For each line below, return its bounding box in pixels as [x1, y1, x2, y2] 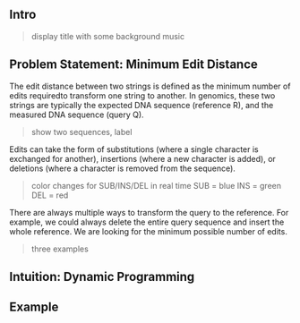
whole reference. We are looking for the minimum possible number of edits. [9, 225, 288, 236]
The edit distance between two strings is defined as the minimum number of [9, 81, 291, 91]
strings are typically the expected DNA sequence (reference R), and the [9, 99, 274, 110]
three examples [30, 243, 90, 254]
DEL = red [30, 190, 69, 200]
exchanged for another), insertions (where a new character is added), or [9, 153, 276, 164]
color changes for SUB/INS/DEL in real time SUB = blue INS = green [30, 180, 282, 191]
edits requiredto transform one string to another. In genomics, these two [9, 89, 276, 101]
